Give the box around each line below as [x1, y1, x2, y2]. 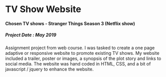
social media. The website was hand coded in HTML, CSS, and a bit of [5, 60, 151, 66]
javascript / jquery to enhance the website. [5, 66, 94, 72]
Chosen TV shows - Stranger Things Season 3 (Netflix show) [5, 20, 135, 26]
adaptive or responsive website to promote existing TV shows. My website [5, 50, 159, 56]
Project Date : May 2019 [5, 32, 57, 38]
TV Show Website [5, 4, 81, 15]
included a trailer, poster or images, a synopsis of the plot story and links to [5, 55, 161, 61]
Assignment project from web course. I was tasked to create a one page [5, 44, 155, 51]
